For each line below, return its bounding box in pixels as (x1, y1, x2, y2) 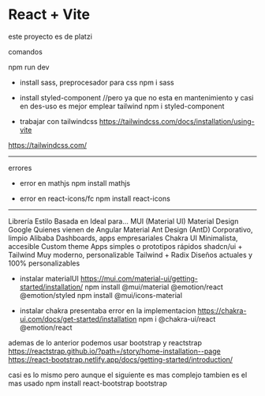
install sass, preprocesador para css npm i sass (19, 77, 175, 87)
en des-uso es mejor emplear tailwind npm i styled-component (19, 101, 225, 111)
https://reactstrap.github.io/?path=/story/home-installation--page (8, 346, 221, 356)
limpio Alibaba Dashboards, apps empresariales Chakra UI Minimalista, (8, 233, 238, 243)
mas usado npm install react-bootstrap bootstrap (8, 378, 168, 388)
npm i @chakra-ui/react (138, 314, 216, 323)
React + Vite (8, 6, 91, 24)
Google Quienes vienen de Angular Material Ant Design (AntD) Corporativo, (8, 224, 253, 234)
